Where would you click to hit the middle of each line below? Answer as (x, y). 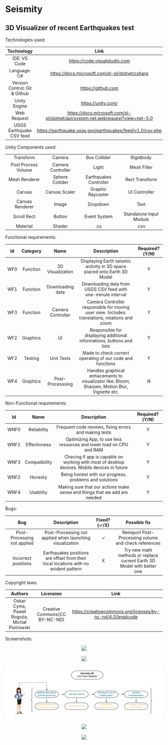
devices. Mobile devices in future (94, 467)
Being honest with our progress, (93, 474)
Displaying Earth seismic (106, 261)
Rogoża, (20, 617)
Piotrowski (19, 628)
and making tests (94, 432)
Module (141, 219)
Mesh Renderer (24, 180)
